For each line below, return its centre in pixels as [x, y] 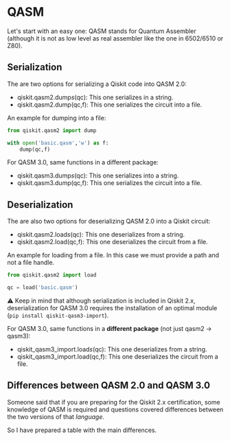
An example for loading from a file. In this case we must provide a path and [113, 255]
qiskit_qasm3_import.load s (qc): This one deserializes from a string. [112, 349]
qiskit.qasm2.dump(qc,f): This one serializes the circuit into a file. [110, 105]
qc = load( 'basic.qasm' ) [43, 288]
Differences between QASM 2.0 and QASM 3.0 [109, 386]
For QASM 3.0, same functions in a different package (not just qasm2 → [110, 328]
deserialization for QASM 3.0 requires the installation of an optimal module [112, 308]
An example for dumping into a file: [57, 118]
